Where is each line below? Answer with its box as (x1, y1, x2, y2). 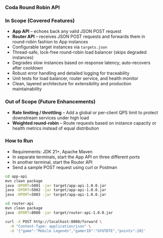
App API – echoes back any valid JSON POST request (12, 29, 122, 34)
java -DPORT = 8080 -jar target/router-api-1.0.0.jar (5, 210, 113, 215)
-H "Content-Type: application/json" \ (9, 224, 91, 229)
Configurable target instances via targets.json (12, 44, 108, 50)
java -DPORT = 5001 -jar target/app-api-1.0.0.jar (5, 183, 107, 188)
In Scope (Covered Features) (5, 17, 75, 24)
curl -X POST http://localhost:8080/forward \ (5, 219, 102, 224)
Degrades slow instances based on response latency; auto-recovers (12, 60, 151, 66)
